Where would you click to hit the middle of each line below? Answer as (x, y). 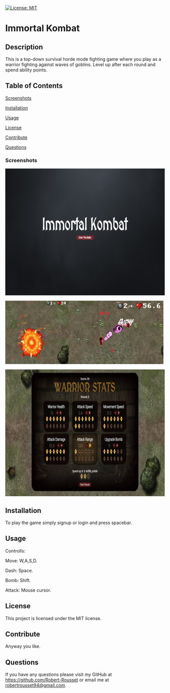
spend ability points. (26, 70)
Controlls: (15, 551)
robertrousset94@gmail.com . (36, 685)
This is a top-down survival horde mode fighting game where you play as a (83, 59)
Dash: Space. (19, 570)
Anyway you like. (23, 646)
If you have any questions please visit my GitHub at (59, 675)
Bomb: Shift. (18, 580)
